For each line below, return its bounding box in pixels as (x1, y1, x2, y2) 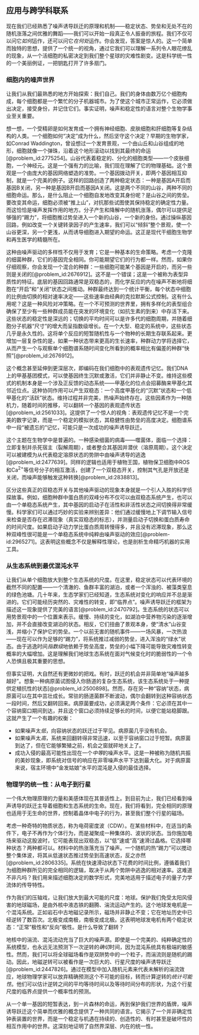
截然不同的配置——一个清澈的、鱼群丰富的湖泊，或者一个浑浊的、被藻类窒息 (6, 583, 193, 591)
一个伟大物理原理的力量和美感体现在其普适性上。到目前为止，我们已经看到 (6, 795, 187, 802)
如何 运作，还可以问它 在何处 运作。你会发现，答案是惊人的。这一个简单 (21, 37, 193, 44)
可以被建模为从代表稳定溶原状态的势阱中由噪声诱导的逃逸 (6, 452, 146, 459)
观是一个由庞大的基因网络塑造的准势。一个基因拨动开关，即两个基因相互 (6, 169, 182, 176)
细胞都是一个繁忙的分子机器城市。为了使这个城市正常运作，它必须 (26, 98, 187, 105)
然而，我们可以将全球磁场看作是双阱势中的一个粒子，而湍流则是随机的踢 (16, 951, 193, 958)
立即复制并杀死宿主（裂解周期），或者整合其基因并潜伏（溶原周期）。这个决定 (6, 444, 193, 451)
